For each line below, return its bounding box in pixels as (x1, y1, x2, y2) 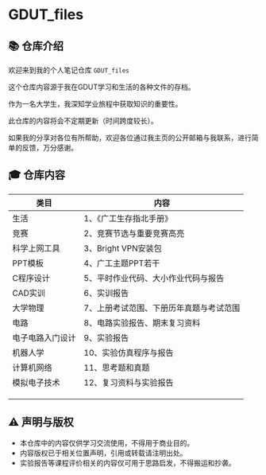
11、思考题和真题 (83, 362, 150, 373)
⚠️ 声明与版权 (8, 415, 74, 429)
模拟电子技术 (12, 376, 61, 387)
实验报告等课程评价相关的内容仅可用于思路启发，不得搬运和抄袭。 (19, 457, 236, 467)
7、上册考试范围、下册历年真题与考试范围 (83, 302, 241, 313)
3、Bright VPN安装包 (83, 243, 163, 254)
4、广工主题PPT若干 (83, 257, 160, 268)
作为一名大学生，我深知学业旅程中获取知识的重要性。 (8, 99, 183, 108)
